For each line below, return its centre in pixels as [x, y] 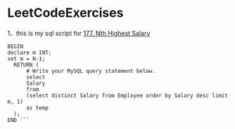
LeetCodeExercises [65, 13]
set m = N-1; [26, 59]
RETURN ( [26, 64]
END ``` [19, 120]
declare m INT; [30, 53]
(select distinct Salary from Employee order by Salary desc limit [127, 95]
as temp [37, 108]
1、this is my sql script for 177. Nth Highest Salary [79, 33]
